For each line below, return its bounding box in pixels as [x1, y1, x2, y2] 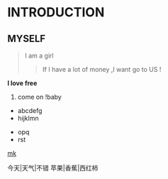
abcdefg [17, 107, 43, 114]
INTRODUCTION [7, 4, 105, 21]
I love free [7, 79, 38, 87]
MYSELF [7, 33, 46, 45]
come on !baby [17, 93, 62, 101]
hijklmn [17, 114, 39, 122]
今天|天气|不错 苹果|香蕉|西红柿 [7, 164, 99, 172]
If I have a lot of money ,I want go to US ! [42, 65, 162, 73]
